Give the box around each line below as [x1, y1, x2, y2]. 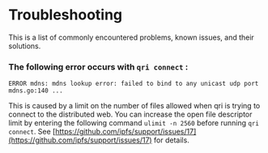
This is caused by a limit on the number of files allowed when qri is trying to [8, 101, 261, 111]
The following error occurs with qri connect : [8, 61, 189, 72]
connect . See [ [8, 127, 56, 137]
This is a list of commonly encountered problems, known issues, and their [8, 32, 255, 42]
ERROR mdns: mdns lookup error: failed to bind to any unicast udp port [8, 79, 259, 88]
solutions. [8, 40, 41, 50]
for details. [153, 135, 190, 145]
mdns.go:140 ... [8, 87, 63, 95]
